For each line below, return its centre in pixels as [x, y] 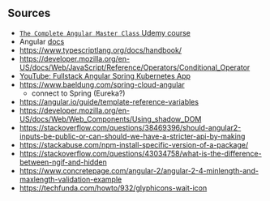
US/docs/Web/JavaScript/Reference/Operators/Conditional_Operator [135, 67]
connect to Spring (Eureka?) [78, 93]
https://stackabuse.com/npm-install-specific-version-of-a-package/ [134, 144]
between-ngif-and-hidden [63, 162]
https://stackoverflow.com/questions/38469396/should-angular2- [130, 127]
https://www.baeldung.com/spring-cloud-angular [102, 84]
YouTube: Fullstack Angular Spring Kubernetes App [105, 75]
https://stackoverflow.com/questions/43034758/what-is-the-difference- [140, 153]
